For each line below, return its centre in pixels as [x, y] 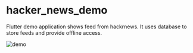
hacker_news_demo [57, 10]
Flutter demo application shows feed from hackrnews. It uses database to [96, 26]
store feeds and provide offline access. [54, 32]
